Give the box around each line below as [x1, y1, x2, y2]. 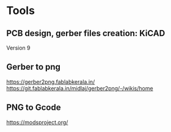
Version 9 [6, 44, 31, 51]
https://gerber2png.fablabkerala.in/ [6, 78, 95, 86]
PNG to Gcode [6, 102, 61, 113]
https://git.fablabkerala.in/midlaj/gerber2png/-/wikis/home [6, 84, 154, 92]
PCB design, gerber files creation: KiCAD [6, 28, 166, 38]
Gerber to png [6, 62, 61, 72]
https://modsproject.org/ [6, 119, 68, 126]
